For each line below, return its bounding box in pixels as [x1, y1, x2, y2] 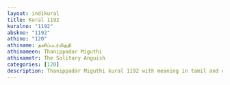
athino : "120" [7, 36, 48, 42]
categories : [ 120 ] [7, 61, 60, 68]
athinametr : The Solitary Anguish [7, 55, 106, 62]
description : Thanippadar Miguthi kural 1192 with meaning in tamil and [7, 67, 219, 74]
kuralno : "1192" [7, 23, 53, 29]
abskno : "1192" [7, 29, 51, 36]
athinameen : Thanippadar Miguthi [7, 49, 103, 56]
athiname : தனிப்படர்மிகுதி [7, 42, 72, 49]
